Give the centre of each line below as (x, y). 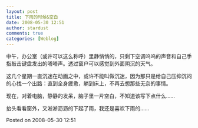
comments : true (25, 33)
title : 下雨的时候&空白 (32, 17)
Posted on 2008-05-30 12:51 (41, 120)
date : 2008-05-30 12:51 (35, 22)
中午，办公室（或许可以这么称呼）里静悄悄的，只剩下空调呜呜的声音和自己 (96, 56)
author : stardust (27, 28)
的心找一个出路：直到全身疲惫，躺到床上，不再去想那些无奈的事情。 (89, 83)
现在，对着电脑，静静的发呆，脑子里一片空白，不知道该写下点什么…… (91, 96)
